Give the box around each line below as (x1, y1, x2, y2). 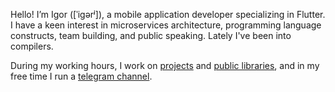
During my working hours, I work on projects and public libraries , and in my (10, 60, 320, 71)
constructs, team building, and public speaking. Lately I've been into (10, 30, 292, 41)
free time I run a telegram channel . (10, 70, 153, 82)
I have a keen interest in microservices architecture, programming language (10, 19, 322, 31)
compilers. (10, 40, 54, 52)
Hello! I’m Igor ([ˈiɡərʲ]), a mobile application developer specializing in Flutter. (10, 9, 326, 20)
